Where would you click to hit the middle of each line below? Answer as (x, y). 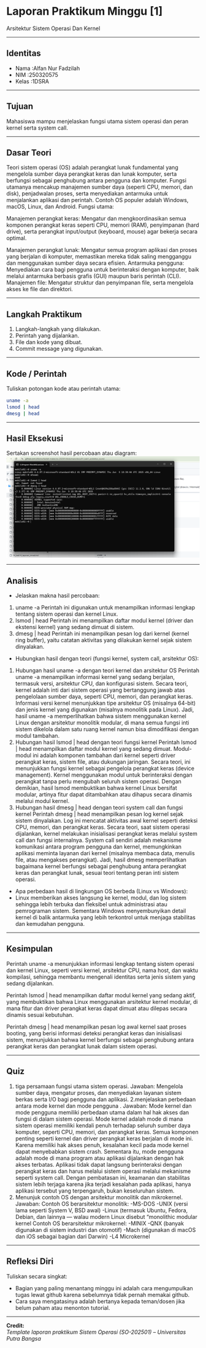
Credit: (15, 1325)
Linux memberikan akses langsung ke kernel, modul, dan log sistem (101, 898)
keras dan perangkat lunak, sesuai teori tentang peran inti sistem (97, 873)
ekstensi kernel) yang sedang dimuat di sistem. (75, 627)
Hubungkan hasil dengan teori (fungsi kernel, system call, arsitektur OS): (107, 659)
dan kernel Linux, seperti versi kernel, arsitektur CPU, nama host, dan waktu (102, 970)
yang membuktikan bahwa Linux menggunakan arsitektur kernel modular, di (102, 1001)
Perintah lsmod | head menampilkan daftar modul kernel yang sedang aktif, (101, 995)
